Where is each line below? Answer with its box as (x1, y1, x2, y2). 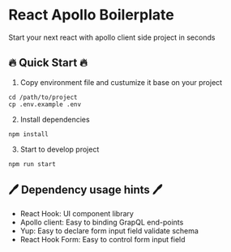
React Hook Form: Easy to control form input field (19, 234, 186, 244)
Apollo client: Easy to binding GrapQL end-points (19, 217, 184, 227)
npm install (8, 130, 49, 139)
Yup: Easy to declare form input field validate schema (19, 225, 199, 236)
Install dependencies (19, 114, 91, 124)
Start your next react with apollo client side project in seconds (8, 32, 216, 42)
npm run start (8, 160, 57, 168)
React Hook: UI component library (19, 208, 134, 218)
